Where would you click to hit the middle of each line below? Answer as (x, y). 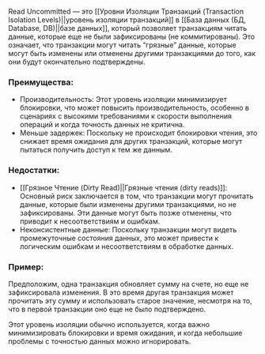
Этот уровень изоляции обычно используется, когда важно (109, 324)
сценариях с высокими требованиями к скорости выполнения (125, 116)
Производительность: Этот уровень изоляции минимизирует (123, 100)
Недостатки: (34, 171)
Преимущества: (41, 82)
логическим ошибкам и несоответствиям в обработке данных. (127, 246)
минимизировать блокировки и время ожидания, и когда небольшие (125, 333)
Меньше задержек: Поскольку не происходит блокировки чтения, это (138, 133)
